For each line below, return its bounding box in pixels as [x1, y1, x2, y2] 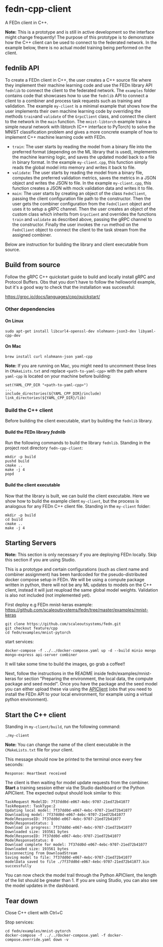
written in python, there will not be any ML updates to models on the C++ [5, 582, 152, 588]
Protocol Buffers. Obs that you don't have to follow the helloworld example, [5, 279, 156, 285]
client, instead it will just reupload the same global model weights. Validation [5, 587, 158, 593]
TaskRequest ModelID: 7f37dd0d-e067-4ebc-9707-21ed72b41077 [5, 799, 130, 805]
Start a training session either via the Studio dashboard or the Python [5, 785, 145, 791]
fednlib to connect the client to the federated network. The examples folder [5, 87, 156, 93]
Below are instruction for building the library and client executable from [5, 241, 148, 247]
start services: [5, 639, 34, 645]
